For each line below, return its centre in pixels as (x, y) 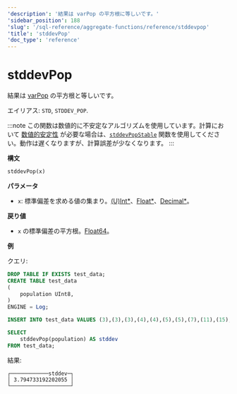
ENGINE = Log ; (28, 307)
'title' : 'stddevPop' (39, 34)
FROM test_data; (31, 346)
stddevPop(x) (26, 172)
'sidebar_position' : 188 (44, 20)
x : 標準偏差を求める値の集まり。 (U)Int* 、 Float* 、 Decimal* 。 (105, 201)
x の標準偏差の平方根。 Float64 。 (65, 231)
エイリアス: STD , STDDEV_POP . (48, 111)
